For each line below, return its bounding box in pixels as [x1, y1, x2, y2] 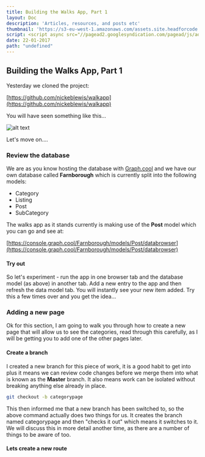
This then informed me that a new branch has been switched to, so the [6, 404, 184, 412]
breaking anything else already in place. [6, 382, 107, 389]
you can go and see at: [6, 227, 64, 235]
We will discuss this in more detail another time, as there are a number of [6, 424, 190, 431]
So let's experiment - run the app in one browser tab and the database [6, 273, 184, 281]
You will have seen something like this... [6, 112, 107, 119]
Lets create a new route [6, 445, 67, 452]
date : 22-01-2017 [6, 37, 51, 43]
